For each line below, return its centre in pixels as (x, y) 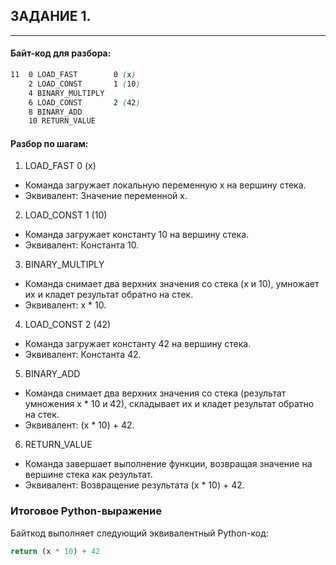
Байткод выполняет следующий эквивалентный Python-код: (139, 533)
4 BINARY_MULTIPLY (66, 93)
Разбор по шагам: (49, 143)
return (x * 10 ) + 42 (55, 551)
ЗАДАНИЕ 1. (51, 16)
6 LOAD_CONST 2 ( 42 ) (84, 102)
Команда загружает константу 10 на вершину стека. (137, 235)
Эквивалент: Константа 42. (83, 355)
